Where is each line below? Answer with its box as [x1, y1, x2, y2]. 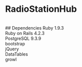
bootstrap [5, 40, 25, 46]
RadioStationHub [5, 3, 77, 15]
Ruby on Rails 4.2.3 [5, 30, 45, 36]
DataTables [5, 51, 28, 57]
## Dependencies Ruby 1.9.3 [5, 25, 64, 31]
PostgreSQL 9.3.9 [5, 35, 41, 41]
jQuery [5, 46, 19, 52]
